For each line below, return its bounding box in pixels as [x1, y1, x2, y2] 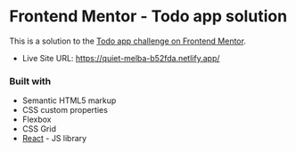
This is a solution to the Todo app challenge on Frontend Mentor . [9, 36, 247, 46]
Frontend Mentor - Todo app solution [9, 6, 288, 27]
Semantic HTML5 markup [21, 95, 117, 106]
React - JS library [21, 133, 87, 144]
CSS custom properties [21, 105, 109, 116]
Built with [9, 75, 52, 87]
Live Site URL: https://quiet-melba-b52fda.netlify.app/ [21, 52, 220, 63]
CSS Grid [21, 124, 56, 134]
